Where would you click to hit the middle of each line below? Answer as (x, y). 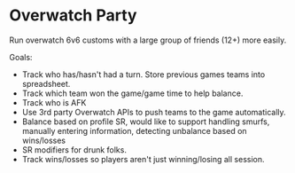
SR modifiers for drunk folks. (74, 149)
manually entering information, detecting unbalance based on (134, 130)
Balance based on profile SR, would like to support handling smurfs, (146, 122)
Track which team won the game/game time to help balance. (132, 93)
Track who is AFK (54, 102)
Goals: (21, 57)
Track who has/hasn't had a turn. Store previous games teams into (144, 74)
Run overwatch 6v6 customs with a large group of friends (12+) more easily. (148, 40)
